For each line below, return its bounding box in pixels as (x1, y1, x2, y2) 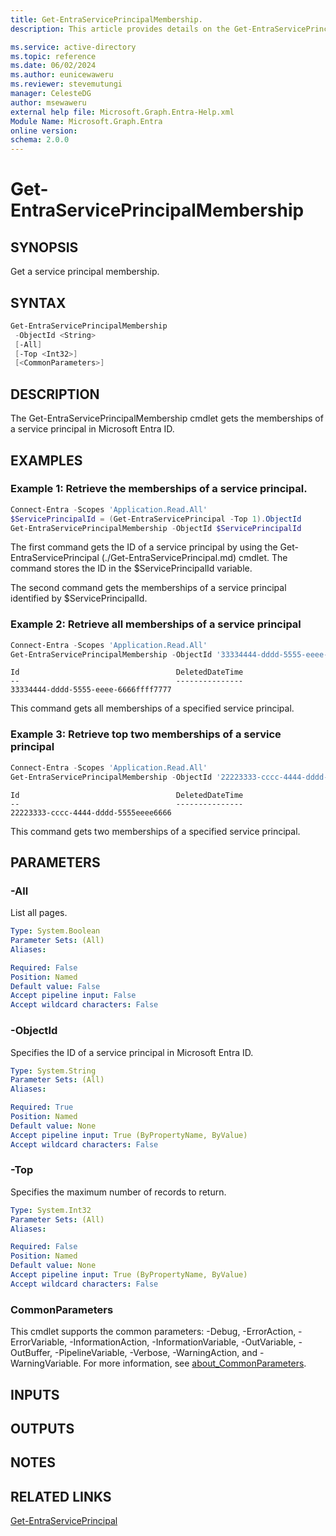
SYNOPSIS (10, 239, 79, 256)
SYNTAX (10, 294, 67, 311)
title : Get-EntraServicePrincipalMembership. (10, 14, 203, 25)
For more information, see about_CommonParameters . (83, 1357, 307, 1370)
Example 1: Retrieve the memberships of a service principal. (10, 482, 308, 496)
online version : (10, 126, 78, 136)
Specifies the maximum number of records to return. (10, 1186, 227, 1198)
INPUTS (10, 1386, 60, 1403)
